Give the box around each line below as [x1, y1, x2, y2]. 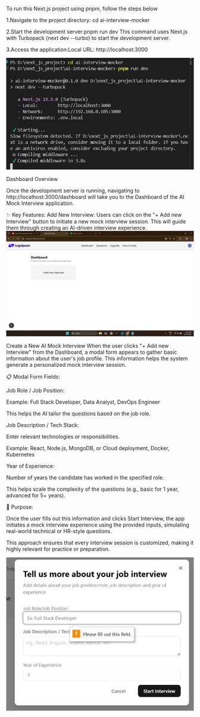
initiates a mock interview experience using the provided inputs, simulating [6, 521, 189, 529]
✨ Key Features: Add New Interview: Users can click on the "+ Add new [6, 211, 182, 218]
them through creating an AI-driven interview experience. [6, 224, 147, 231]
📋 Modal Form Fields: [6, 373, 61, 381]
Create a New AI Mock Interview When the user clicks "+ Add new [6, 342, 169, 350]
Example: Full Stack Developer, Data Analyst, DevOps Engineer [6, 398, 161, 406]
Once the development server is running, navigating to [6, 187, 140, 194]
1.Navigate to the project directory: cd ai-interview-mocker [6, 17, 150, 23]
